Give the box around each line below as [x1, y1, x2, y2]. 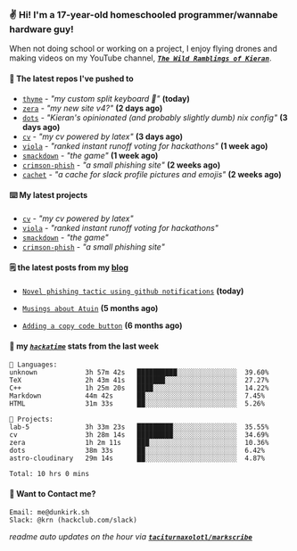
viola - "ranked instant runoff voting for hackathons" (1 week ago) [21, 140, 268, 151]
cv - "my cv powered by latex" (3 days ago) [21, 131, 183, 142]
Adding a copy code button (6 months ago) [21, 320, 183, 331]
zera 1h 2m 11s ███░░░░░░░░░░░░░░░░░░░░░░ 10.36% [9, 439, 269, 448]
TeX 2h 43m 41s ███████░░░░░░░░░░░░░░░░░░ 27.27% [9, 376, 269, 385]
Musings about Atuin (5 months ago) [21, 302, 159, 313]
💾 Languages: [9, 360, 58, 369]
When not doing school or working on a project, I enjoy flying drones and [9, 44, 278, 54]
